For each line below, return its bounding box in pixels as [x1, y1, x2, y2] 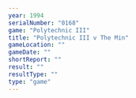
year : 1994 [8, 11, 44, 20]
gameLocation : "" [8, 41, 66, 49]
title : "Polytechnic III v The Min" [8, 33, 129, 42]
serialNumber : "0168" [8, 19, 80, 27]
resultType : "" [8, 70, 59, 78]
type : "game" [8, 77, 51, 85]
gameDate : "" [8, 48, 51, 56]
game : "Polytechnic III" [8, 26, 90, 34]
